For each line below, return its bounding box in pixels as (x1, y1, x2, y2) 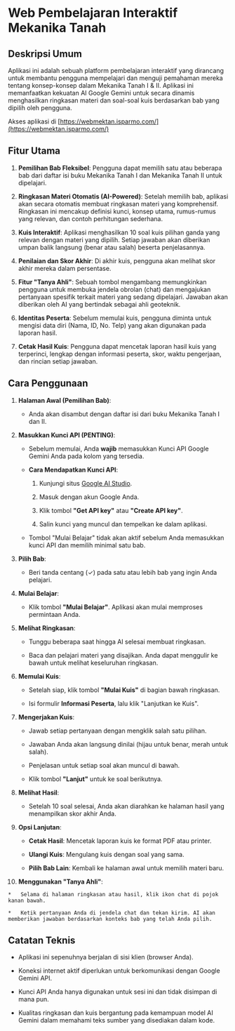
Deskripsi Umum (8, 48, 83, 60)
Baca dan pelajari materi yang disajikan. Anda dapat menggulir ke (28, 651, 218, 659)
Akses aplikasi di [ (8, 117, 60, 126)
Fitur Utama (8, 145, 61, 157)
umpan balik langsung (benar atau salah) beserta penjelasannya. (18, 243, 206, 251)
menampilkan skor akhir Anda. (28, 809, 116, 818)
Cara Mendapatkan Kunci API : (28, 465, 119, 474)
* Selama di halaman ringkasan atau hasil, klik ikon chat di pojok (8, 891, 219, 898)
